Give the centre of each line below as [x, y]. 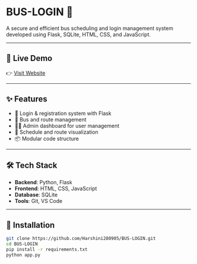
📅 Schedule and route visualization [56, 132]
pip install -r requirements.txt [47, 249]
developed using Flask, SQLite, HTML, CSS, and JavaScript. [79, 34]
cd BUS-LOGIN [22, 244]
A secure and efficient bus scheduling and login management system [90, 28]
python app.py [23, 255]
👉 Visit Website [26, 73]
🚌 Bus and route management [50, 119]
